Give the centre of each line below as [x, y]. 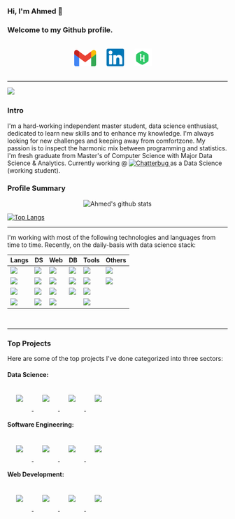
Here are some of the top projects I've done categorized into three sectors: [115, 359]
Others [116, 260]
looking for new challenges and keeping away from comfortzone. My [106, 141]
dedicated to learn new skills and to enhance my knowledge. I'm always [111, 133]
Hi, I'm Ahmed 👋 [35, 11]
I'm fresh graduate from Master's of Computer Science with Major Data [110, 155]
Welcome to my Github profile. [60, 29]
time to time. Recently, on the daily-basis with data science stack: [101, 245]
